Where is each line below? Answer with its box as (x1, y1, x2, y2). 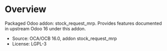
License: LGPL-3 (12, 40, 47, 46)
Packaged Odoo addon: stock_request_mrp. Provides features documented (5, 20, 162, 26)
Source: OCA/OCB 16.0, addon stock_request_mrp (12, 35, 117, 41)
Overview (5, 4, 47, 15)
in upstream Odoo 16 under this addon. (5, 25, 86, 31)
